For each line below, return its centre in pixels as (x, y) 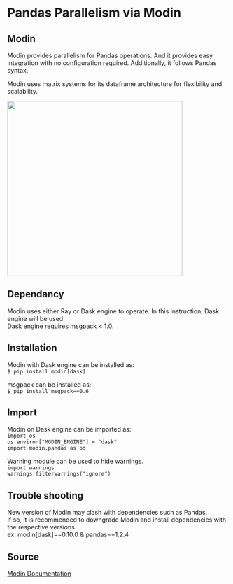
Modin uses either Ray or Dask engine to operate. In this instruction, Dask (113, 311)
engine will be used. (36, 318)
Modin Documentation (39, 574)
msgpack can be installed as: (49, 384)
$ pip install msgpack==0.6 (48, 391)
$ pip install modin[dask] (47, 371)
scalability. (23, 91)
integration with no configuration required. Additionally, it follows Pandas (112, 63)
